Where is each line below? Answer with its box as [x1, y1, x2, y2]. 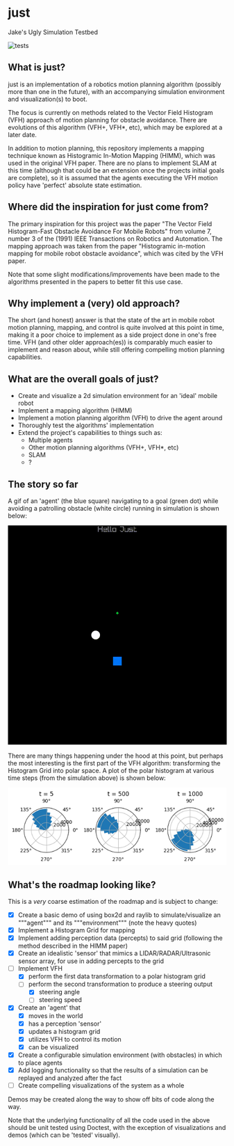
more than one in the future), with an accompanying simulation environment [8, 87, 225, 95]
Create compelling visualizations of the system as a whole [17, 1081, 185, 1090]
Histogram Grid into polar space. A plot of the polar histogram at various [8, 767, 215, 774]
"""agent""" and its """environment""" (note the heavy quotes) [17, 918, 197, 927]
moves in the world [28, 1011, 83, 1020]
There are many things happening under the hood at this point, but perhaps [8, 751, 224, 760]
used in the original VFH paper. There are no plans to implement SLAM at [8, 159, 217, 167]
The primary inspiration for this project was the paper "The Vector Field [8, 219, 212, 228]
